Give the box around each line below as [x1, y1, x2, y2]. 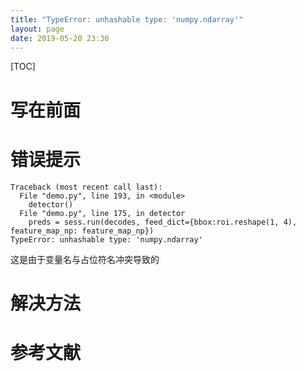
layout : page [10, 24, 65, 34]
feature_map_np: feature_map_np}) [10, 226, 155, 236]
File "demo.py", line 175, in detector [19, 208, 186, 218]
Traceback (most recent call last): [10, 182, 163, 192]
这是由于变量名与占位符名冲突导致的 [10, 253, 160, 265]
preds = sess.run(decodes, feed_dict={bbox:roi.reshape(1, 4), [28, 217, 298, 227]
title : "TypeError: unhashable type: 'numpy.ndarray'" [10, 14, 244, 25]
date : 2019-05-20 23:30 [10, 33, 110, 43]
